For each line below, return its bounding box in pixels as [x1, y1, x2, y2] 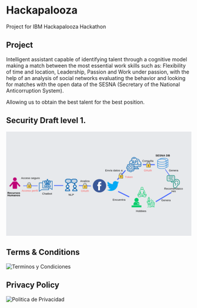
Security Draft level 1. [6, 115, 86, 125]
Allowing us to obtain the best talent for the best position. [6, 98, 145, 105]
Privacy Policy [6, 280, 60, 290]
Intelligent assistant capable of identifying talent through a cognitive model [6, 55, 187, 62]
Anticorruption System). [6, 87, 64, 94]
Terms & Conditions [6, 247, 81, 257]
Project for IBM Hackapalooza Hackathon [6, 23, 106, 30]
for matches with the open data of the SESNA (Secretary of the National [6, 81, 181, 88]
